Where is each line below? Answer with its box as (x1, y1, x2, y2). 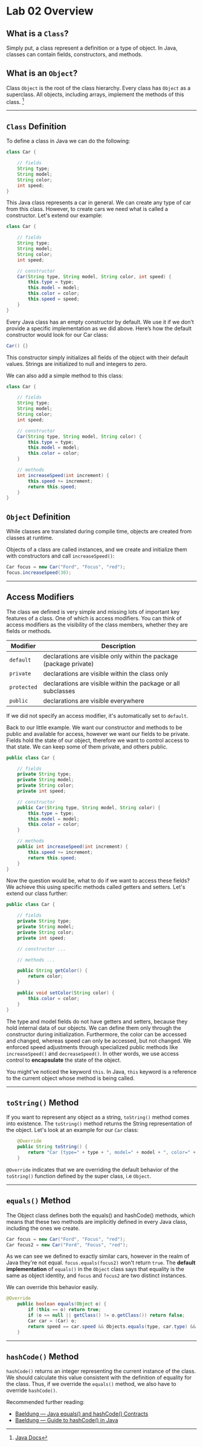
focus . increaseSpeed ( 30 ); (6, 570, 71, 576)
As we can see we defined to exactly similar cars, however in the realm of (6, 1253, 190, 1260)
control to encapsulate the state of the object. (6, 1056, 121, 1064)
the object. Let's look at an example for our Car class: (6, 1127, 139, 1134)
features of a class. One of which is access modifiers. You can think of (6, 614, 182, 622)
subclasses (43, 686, 76, 695)
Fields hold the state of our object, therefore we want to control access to (6, 737, 189, 744)
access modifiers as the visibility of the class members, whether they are (6, 621, 188, 628)
